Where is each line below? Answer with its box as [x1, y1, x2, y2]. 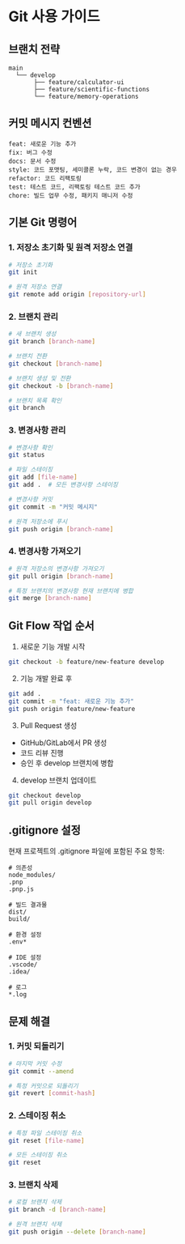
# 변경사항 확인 [8, 443, 53, 452]
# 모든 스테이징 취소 [8, 1151, 68, 1159]
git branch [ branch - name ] [8, 338, 95, 346]
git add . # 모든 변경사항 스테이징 [8, 481, 119, 489]
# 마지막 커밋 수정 [8, 1059, 62, 1067]
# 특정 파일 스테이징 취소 [8, 1129, 82, 1137]
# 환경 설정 [8, 931, 42, 939]
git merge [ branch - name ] [8, 594, 92, 603]
